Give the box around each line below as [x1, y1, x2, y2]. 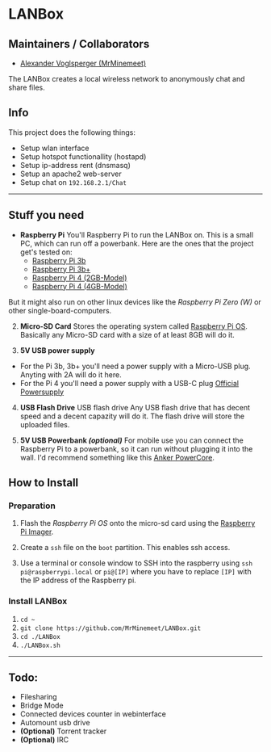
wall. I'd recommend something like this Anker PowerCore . [19, 452, 215, 462]
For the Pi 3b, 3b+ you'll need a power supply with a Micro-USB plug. [19, 361, 252, 371]
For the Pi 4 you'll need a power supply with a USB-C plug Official [19, 378, 240, 388]
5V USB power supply [19, 345, 95, 355]
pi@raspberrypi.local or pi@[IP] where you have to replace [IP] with [19, 567, 252, 577]
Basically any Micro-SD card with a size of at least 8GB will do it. [19, 330, 236, 339]
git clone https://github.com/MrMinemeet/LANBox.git [19, 624, 202, 632]
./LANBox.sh [19, 641, 60, 649]
